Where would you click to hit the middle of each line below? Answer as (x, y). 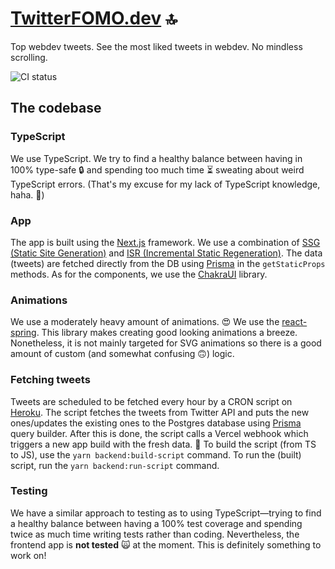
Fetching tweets (50, 380)
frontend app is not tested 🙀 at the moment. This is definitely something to (166, 544)
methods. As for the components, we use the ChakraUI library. (139, 274)
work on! (28, 555)
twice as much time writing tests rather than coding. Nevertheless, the (155, 534)
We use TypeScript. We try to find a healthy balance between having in (156, 158)
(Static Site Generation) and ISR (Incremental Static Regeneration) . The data (166, 253)
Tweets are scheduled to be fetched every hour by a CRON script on (151, 401)
